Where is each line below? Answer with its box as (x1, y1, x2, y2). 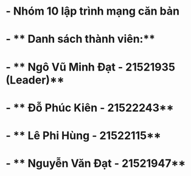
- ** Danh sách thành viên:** (5, 32, 156, 46)
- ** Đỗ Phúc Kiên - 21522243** (5, 100, 174, 114)
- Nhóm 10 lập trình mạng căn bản (5, 4, 180, 18)
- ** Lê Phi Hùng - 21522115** (5, 128, 162, 143)
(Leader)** (5, 73, 64, 86)
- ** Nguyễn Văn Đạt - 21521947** (5, 157, 186, 171)
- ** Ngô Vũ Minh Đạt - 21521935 (5, 60, 176, 74)
